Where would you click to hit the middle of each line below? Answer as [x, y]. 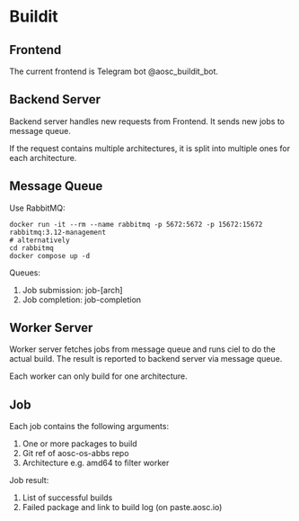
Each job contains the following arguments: [89, 427]
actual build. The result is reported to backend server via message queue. [146, 359]
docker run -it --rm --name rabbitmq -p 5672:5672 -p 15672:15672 [136, 224]
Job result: [29, 481]
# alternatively [40, 240]
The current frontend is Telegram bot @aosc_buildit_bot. [114, 71]
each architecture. [43, 157]
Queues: [25, 273]
